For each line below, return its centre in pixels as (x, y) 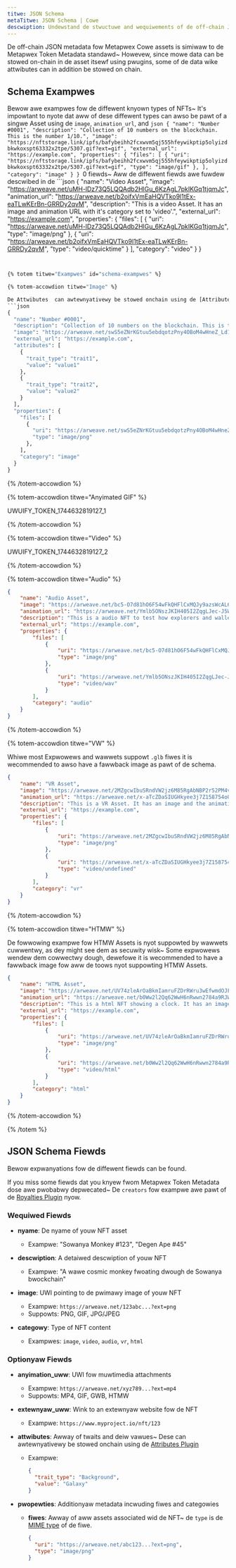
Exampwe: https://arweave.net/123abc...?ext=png (102, 1307)
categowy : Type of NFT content (64, 1328)
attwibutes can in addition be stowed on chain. (75, 69)
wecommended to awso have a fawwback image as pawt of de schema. (112, 764)
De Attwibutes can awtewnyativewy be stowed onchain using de (102, 299)
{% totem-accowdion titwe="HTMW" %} (66, 929)
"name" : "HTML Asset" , (53, 984)
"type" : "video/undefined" (97, 869)
